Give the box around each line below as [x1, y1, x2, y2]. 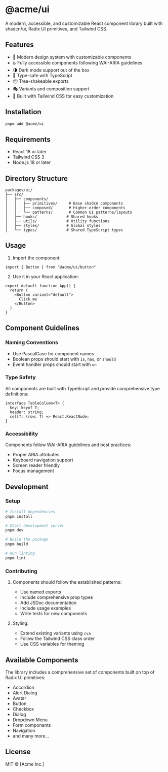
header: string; [10, 410, 44, 415]
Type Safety [5, 374, 36, 381]
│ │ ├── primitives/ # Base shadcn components [5, 201, 123, 206]
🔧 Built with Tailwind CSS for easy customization [12, 93, 114, 99]
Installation [5, 108, 41, 116]
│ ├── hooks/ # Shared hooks [5, 214, 99, 219]
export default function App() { [5, 283, 76, 288]
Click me [18, 296, 37, 301]
